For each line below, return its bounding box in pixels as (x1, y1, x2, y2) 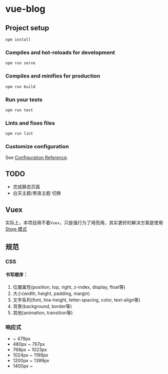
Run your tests (5, 96, 43, 103)
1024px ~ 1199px (12, 352, 49, 358)
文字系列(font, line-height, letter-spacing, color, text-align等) (12, 297, 140, 303)
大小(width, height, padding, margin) (12, 290, 90, 297)
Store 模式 (5, 226, 27, 232)
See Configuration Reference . (5, 154, 68, 161)
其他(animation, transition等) (12, 309, 73, 316)
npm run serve (5, 61, 36, 66)
